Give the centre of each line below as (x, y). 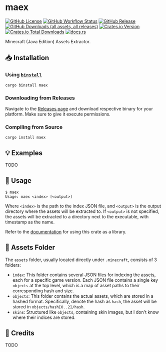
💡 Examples (24, 153)
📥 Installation (27, 58)
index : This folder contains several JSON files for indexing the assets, (84, 275)
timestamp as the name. (30, 222)
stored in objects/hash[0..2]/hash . (48, 307)
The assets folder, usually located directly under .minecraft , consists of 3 (81, 260)
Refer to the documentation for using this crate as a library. (66, 231)
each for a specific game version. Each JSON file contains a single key (85, 280)
